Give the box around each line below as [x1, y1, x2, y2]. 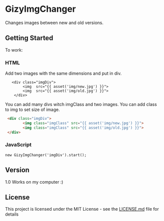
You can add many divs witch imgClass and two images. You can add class [5, 102, 157, 108]
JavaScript [5, 141, 32, 148]
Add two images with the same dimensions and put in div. [5, 70, 122, 77]
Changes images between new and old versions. [5, 20, 104, 26]
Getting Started [5, 34, 54, 42]
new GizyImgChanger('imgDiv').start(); [5, 152, 87, 158]
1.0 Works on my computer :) [5, 179, 64, 185]
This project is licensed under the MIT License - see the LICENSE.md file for [5, 206, 159, 212]
